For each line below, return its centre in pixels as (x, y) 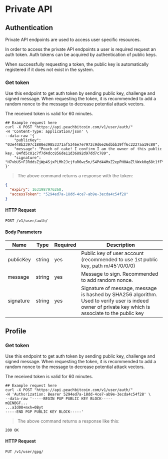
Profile (16, 331)
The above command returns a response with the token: (75, 176)
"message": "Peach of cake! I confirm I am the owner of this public (88, 149)
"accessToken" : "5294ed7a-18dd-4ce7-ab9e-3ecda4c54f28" (69, 194)
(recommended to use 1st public (119, 260)
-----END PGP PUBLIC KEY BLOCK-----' (44, 412)
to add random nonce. (107, 280)
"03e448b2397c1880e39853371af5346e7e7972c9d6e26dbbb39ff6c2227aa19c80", (82, 145)
